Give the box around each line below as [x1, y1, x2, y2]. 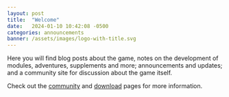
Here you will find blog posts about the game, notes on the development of [7, 54, 219, 62]
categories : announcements [7, 29, 84, 36]
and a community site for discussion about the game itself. [7, 69, 173, 77]
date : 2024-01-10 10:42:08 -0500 [7, 23, 109, 29]
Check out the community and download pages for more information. [7, 82, 203, 90]
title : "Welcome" [7, 16, 60, 23]
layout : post [7, 10, 45, 17]
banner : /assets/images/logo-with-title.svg [7, 36, 136, 42]
